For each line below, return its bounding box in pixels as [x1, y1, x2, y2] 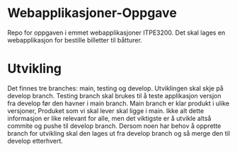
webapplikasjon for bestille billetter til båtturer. [7, 35, 143, 44]
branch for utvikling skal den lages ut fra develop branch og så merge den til [7, 129, 231, 137]
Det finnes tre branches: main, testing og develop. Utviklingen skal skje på [7, 83, 224, 93]
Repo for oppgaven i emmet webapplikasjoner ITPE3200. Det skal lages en [7, 28, 226, 37]
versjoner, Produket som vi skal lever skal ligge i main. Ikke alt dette [7, 106, 204, 115]
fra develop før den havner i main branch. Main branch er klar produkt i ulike [7, 99, 230, 107]
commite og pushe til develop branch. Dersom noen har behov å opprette [7, 122, 221, 130]
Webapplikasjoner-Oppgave [7, 5, 177, 21]
